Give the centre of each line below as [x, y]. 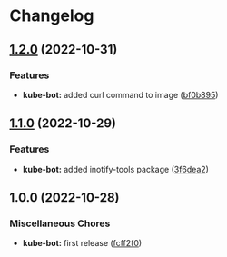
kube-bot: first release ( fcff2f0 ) [82, 243]
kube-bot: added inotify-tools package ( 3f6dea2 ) [115, 169]
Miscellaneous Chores [60, 223]
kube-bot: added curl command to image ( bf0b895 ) [120, 94]
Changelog [52, 16]
